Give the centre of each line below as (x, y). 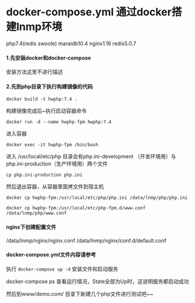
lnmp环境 (40, 27)
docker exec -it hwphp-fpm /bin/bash (52, 145)
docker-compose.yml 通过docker (89, 12)
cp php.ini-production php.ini (44, 175)
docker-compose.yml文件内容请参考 (51, 255)
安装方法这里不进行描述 (34, 72)
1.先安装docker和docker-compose (48, 58)
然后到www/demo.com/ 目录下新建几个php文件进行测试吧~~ (80, 294)
